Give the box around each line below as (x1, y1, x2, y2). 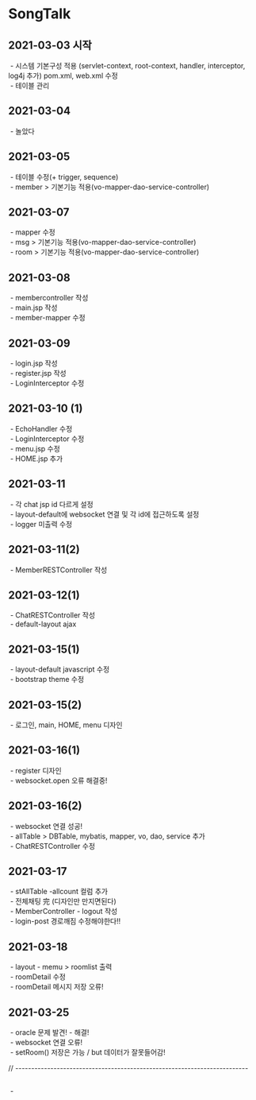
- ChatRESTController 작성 (10, 610, 96, 620)
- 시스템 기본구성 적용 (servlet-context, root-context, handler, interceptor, (10, 61, 246, 70)
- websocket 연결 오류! (10, 1038, 83, 1047)
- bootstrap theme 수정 (10, 675, 85, 684)
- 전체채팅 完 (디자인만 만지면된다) (10, 897, 117, 906)
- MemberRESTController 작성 (10, 565, 108, 575)
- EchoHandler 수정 (10, 424, 73, 433)
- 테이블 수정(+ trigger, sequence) (10, 172, 119, 181)
